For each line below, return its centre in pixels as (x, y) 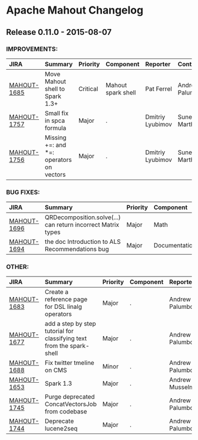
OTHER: (18, 267)
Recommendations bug (77, 249)
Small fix (57, 113)
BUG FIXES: (23, 192)
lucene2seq (61, 429)
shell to (55, 89)
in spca (55, 120)
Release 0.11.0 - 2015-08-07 (59, 32)
